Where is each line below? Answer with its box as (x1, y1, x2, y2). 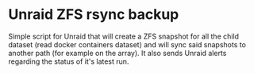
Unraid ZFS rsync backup (8, 6, 179, 24)
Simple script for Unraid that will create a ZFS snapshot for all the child (8, 31, 240, 41)
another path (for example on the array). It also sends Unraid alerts (8, 48, 227, 57)
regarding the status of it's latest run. (8, 57, 129, 66)
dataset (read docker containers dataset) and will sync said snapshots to (8, 39, 246, 49)
